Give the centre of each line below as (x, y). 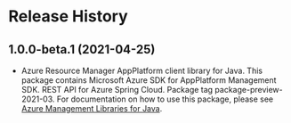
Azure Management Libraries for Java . (92, 108)
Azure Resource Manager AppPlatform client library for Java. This (142, 70)
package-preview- (249, 90)
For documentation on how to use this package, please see (165, 99)
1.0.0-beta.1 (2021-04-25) (82, 49)
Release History (68, 16)
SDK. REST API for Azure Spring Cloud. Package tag (117, 90)
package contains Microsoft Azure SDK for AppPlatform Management (149, 80)
